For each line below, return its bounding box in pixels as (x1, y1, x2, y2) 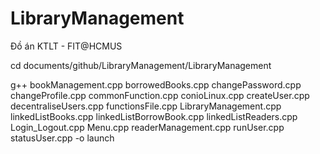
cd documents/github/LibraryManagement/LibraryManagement (10, 59, 272, 71)
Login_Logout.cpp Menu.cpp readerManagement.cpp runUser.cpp (10, 121, 285, 133)
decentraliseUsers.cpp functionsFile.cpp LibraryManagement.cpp (10, 100, 282, 112)
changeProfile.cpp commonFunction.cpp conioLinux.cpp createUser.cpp (10, 89, 310, 101)
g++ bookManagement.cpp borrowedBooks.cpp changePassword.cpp (10, 78, 302, 91)
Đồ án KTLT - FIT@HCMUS (10, 40, 123, 52)
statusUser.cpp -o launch (10, 132, 115, 144)
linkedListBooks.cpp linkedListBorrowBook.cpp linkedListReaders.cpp (10, 110, 298, 122)
